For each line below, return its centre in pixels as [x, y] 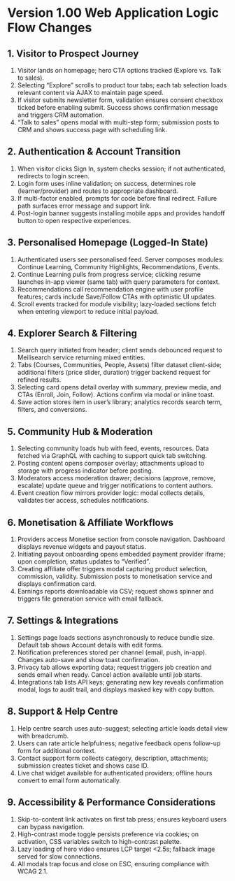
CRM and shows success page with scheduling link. [92, 130]
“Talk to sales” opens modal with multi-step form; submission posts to [118, 122]
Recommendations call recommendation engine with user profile [111, 289]
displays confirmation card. [57, 584]
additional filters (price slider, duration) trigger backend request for [114, 373]
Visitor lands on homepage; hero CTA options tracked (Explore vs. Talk [119, 70]
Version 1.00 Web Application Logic [113, 13]
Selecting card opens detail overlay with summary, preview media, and [119, 387]
